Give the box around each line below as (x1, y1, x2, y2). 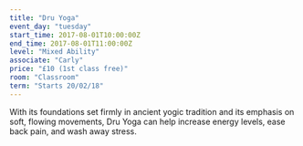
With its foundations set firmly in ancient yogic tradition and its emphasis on (9, 106, 295, 117)
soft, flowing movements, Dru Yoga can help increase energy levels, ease (9, 116, 286, 127)
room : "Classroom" (9, 73, 79, 82)
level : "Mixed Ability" (9, 47, 100, 57)
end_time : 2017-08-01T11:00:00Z (9, 38, 132, 48)
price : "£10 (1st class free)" (9, 65, 129, 74)
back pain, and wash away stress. (9, 125, 137, 137)
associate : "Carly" (9, 56, 84, 65)
